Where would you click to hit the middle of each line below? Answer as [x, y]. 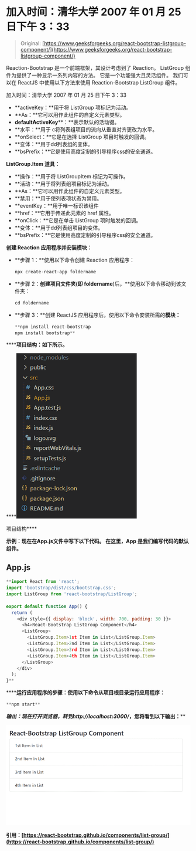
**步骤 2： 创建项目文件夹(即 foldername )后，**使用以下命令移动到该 [98, 284]
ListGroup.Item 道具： [33, 164]
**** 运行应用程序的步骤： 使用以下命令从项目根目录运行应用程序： [86, 693]
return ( [22, 613]
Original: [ [32, 43]
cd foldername [32, 303]
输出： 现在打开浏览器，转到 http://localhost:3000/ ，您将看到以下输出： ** [96, 716]
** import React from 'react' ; [43, 582]
